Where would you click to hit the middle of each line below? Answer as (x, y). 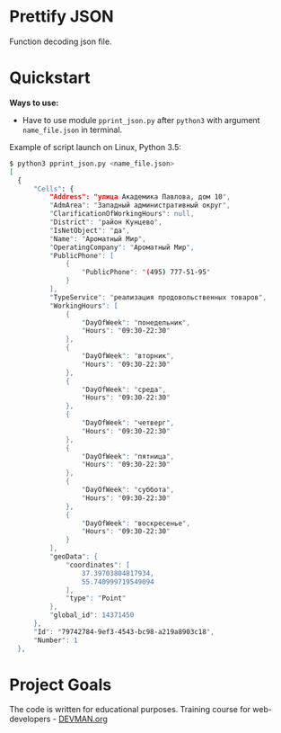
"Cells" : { (53, 189)
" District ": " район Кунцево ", (106, 222)
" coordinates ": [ (98, 565)
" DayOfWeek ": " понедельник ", (136, 322)
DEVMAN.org (83, 719)
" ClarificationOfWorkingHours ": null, (122, 214)
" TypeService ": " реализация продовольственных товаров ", (158, 297)
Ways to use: (34, 103)
